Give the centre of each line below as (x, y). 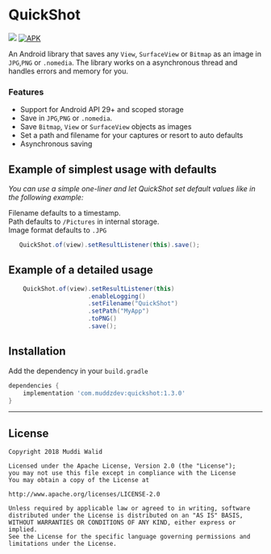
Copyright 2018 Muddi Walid (56, 452)
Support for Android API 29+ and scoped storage (102, 110)
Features (26, 92)
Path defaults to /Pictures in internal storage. (84, 222)
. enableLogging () (117, 296)
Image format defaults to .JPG (58, 230)
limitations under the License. (63, 544)
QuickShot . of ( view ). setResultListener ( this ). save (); (109, 245)
